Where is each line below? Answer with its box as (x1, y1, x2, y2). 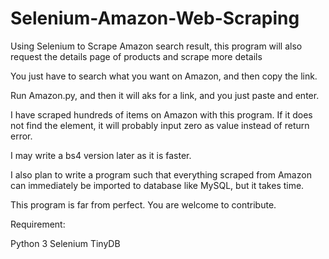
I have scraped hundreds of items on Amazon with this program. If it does (10, 108, 313, 121)
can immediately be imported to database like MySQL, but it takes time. (10, 179, 305, 191)
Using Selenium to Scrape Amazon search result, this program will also (10, 40, 303, 52)
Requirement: (10, 218, 66, 230)
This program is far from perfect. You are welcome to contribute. (10, 198, 277, 211)
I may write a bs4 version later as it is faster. (10, 149, 192, 161)
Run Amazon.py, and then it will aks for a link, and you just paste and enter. (10, 89, 320, 101)
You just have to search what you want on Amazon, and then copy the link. (10, 70, 318, 82)
